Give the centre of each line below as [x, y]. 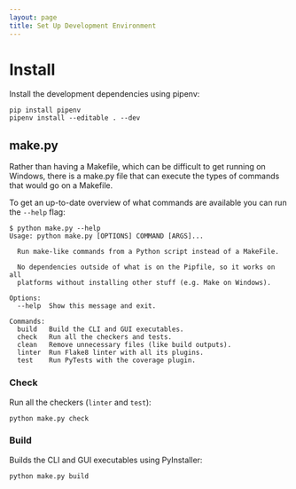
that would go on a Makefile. [61, 185]
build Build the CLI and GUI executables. [101, 329]
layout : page [33, 17]
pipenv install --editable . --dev [75, 118]
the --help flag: [37, 212]
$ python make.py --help [55, 229]
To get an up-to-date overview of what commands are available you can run [148, 203]
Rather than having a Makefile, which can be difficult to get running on [137, 167]
